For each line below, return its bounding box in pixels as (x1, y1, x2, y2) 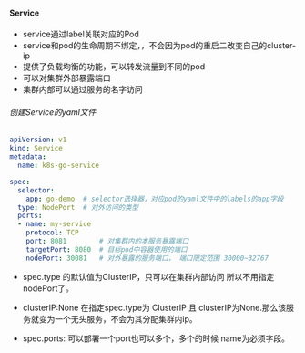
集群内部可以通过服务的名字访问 (22, 84, 143, 95)
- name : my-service (17, 220, 92, 229)
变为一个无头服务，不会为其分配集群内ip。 (38, 313, 198, 324)
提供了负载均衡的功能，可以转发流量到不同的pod (22, 61, 206, 72)
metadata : (9, 152, 47, 161)
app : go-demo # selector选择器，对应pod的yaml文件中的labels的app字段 (25, 194, 284, 203)
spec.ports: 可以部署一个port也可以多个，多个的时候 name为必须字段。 (22, 333, 290, 344)
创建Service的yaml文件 (9, 106, 97, 118)
